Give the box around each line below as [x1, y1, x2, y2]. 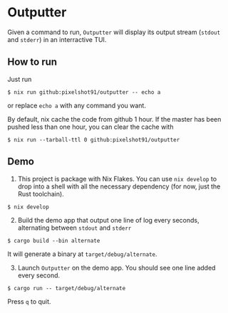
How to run [7, 56, 58, 68]
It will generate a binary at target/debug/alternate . [7, 250, 158, 258]
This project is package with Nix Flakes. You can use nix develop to [17, 174, 217, 183]
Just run [7, 75, 32, 83]
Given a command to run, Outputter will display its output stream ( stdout [7, 28, 221, 36]
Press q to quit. [7, 297, 51, 306]
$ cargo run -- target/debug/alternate [7, 285, 126, 292]
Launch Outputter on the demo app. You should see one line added [17, 263, 216, 272]
